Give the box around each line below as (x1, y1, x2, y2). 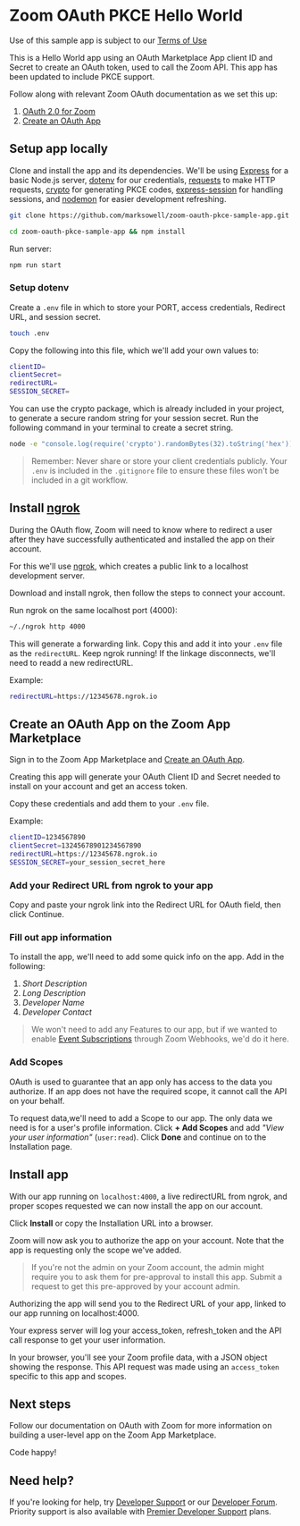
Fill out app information (9, 932, 112, 944)
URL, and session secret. (9, 311, 101, 322)
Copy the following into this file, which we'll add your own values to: (9, 345, 259, 356)
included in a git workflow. (30, 475, 129, 485)
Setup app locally (9, 141, 109, 156)
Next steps (9, 1396, 71, 1412)
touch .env (9, 328, 50, 338)
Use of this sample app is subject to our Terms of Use (9, 35, 207, 46)
